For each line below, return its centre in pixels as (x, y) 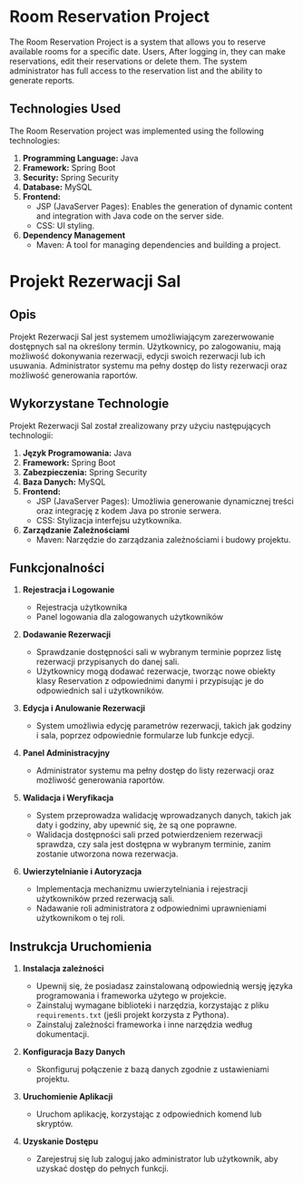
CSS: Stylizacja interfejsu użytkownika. (109, 520)
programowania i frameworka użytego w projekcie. (131, 996)
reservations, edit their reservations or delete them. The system (128, 61)
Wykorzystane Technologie (89, 404)
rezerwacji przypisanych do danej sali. (108, 662)
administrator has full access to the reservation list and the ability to (136, 71)
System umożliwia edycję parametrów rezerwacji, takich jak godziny (164, 726)
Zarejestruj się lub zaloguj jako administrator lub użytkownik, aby (157, 1159)
